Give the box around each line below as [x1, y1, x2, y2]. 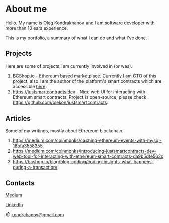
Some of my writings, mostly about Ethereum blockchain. [5, 127, 124, 134]
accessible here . [12, 83, 47, 89]
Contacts [5, 179, 35, 187]
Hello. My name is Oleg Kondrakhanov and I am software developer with [5, 20, 155, 26]
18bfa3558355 [12, 142, 43, 149]
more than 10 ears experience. [5, 25, 68, 31]
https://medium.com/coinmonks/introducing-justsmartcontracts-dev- [12, 148, 157, 154]
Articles [5, 114, 31, 123]
